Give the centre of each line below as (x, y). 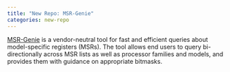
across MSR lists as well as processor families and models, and (134, 54)
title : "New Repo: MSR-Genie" (51, 13)
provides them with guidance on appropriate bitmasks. (85, 61)
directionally (25, 54)
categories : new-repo (38, 20)
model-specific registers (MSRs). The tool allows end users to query (104, 47)
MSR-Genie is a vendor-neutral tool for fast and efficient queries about (108, 39)
